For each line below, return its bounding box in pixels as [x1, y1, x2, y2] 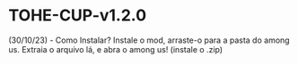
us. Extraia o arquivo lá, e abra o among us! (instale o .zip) [8, 44, 223, 54]
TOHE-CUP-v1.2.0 [8, 5, 147, 26]
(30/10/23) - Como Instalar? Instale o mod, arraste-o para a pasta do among [8, 35, 290, 45]
